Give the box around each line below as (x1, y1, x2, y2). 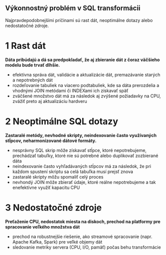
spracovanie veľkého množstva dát (5, 223, 80, 229)
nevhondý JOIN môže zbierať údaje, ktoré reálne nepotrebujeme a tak (12, 179, 156, 185)
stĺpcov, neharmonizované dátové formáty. (5, 137, 97, 143)
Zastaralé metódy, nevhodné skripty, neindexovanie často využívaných (5, 132, 157, 138)
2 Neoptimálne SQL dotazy (5, 115, 119, 127)
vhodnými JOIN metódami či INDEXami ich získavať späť (12, 87, 129, 93)
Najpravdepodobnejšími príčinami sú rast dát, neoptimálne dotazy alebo (5, 17, 153, 23)
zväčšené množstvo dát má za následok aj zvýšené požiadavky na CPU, (12, 92, 161, 99)
